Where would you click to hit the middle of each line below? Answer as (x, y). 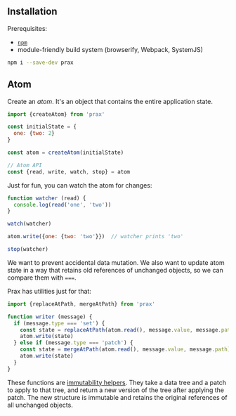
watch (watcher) (29, 224)
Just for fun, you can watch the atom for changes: (80, 185)
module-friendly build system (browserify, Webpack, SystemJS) (110, 49)
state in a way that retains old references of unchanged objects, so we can (115, 270)
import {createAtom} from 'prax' (56, 114)
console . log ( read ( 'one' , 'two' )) (63, 204)
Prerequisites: (27, 28)
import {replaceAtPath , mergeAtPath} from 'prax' (81, 304)
